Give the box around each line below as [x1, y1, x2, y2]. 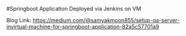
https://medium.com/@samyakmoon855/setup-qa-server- [32, 17, 180, 23]
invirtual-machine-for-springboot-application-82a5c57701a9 [6, 23, 159, 30]
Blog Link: [6, 17, 32, 23]
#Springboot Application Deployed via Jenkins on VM [6, 5, 141, 12]
